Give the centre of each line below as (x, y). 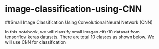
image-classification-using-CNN (74, 9)
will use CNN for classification (36, 42)
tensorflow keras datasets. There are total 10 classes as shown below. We (80, 37)
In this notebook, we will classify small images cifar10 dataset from (72, 32)
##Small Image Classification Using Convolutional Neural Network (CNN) (79, 22)
